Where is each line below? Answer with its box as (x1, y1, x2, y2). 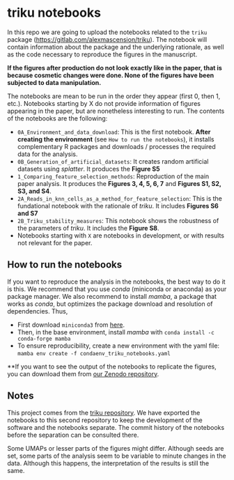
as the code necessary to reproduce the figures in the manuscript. (7, 50, 198, 59)
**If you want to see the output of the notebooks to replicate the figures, (7, 362, 217, 371)
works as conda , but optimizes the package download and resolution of (7, 300, 214, 308)
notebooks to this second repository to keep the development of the (7, 416, 203, 424)
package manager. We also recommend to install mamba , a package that (7, 292, 217, 300)
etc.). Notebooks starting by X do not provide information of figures (7, 99, 201, 107)
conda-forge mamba (17, 335, 71, 342)
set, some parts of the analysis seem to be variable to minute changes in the (7, 451, 226, 460)
